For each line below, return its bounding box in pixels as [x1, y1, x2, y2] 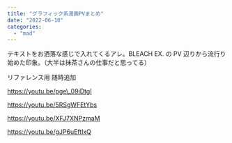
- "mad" [13, 29, 36, 37]
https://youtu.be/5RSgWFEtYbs [7, 100, 98, 109]
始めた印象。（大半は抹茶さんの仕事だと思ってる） [7, 59, 151, 67]
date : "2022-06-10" [7, 17, 64, 24]
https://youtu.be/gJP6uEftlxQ [7, 128, 92, 136]
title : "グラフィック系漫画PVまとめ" [7, 10, 105, 17]
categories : [7, 23, 42, 30]
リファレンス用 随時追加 [7, 73, 77, 82]
